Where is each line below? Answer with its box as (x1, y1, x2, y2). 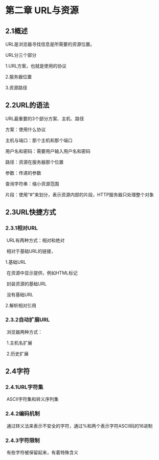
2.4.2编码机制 (5, 410, 40, 417)
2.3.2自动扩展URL (5, 316, 50, 324)
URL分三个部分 (5, 52, 37, 58)
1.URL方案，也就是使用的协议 (5, 63, 67, 69)
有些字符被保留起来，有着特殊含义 (6, 449, 78, 455)
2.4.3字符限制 (5, 436, 40, 444)
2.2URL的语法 (5, 101, 50, 110)
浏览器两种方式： (6, 329, 42, 335)
